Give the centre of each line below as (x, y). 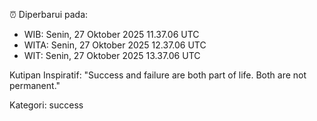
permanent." (35, 85)
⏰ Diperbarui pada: (49, 14)
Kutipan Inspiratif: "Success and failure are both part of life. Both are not (158, 75)
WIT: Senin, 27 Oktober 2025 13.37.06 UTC (112, 55)
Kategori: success (46, 105)
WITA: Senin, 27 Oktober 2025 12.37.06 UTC (115, 45)
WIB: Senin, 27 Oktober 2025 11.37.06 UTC (111, 34)
